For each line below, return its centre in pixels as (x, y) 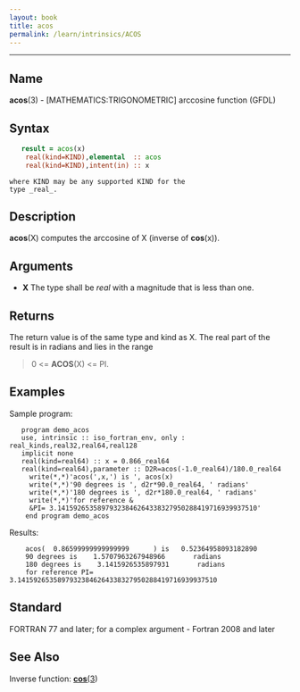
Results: (24, 532)
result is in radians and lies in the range (81, 347)
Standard (36, 608)
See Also (34, 657)
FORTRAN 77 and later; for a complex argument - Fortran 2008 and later (142, 629)
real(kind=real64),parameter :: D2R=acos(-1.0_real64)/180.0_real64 (151, 469)
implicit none (47, 453)
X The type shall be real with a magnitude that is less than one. (138, 288)
